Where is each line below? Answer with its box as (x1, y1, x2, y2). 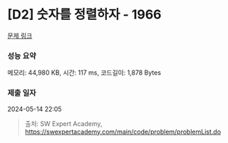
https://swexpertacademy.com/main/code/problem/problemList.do (24, 127, 222, 136)
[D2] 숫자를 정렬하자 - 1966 (7, 6, 162, 23)
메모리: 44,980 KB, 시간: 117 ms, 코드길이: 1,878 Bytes (7, 68, 162, 77)
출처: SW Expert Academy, (24, 119, 103, 128)
